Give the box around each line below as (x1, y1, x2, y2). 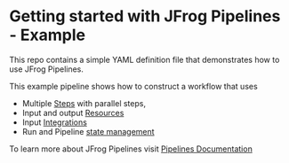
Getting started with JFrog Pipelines (9, 6, 281, 27)
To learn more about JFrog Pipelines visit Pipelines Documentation (9, 144, 253, 154)
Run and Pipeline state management (21, 126, 155, 136)
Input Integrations (21, 117, 87, 128)
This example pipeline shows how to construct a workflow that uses (9, 81, 258, 91)
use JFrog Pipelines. (9, 64, 84, 74)
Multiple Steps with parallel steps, (21, 97, 147, 108)
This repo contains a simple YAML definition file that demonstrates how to (9, 54, 280, 65)
